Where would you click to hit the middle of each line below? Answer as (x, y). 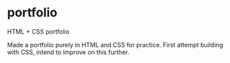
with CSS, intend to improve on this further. (68, 52)
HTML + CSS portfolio (39, 32)
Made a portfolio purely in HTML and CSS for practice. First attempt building (115, 45)
